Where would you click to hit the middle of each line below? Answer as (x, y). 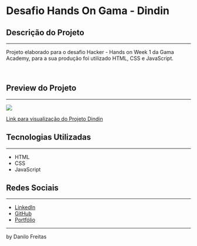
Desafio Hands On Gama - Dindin (88, 11)
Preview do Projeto (41, 88)
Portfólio (25, 220)
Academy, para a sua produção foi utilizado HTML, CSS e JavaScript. (90, 58)
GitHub (23, 214)
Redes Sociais (32, 188)
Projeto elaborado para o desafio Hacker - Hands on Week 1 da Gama (90, 52)
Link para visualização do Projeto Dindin (55, 119)
